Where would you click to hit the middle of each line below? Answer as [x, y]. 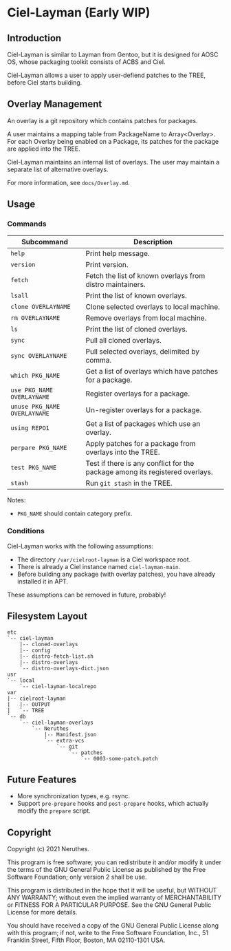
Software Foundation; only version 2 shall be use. [77, 877]
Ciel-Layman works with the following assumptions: [80, 546]
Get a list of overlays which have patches [152, 371]
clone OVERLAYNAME [41, 307]
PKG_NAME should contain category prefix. [75, 513]
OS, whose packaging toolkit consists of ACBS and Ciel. [86, 62]
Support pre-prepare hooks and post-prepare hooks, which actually [113, 804]
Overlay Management [55, 104]
